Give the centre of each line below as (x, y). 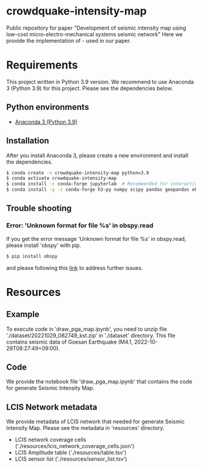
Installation (28, 141)
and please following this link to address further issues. (75, 268)
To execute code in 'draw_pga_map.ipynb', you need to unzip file (87, 329)
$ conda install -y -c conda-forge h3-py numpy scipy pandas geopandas (98, 190)
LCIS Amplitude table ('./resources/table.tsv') (71, 453)
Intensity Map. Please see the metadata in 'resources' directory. (85, 428)
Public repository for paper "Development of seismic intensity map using (96, 28)
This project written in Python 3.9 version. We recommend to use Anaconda (100, 82)
